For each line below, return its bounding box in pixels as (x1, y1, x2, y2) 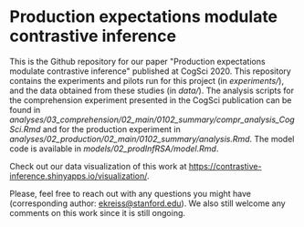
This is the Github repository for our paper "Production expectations (9, 56, 267, 67)
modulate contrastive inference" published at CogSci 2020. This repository (9, 66, 292, 77)
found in (9, 104, 41, 115)
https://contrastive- (188, 160, 262, 171)
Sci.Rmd (9, 123, 41, 134)
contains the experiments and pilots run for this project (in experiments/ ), (9, 75, 285, 86)
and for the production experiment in (42, 123, 181, 134)
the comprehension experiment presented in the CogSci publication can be (9, 94, 292, 106)
